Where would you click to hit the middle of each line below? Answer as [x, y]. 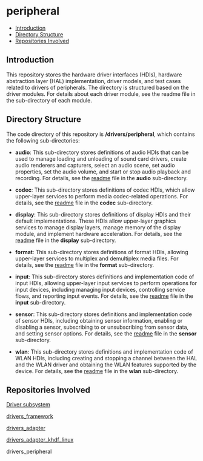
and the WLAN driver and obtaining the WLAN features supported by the [106, 365]
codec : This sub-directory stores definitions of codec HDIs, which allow [105, 190]
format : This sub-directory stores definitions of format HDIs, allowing [102, 252]
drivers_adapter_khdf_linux [40, 440]
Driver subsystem [28, 405]
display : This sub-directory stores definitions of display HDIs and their [103, 214]
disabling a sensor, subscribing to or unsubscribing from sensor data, [102, 327]
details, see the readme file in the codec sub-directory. [84, 203]
